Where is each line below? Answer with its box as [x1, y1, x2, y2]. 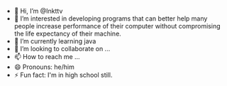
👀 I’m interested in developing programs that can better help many [13, 14, 208, 23]
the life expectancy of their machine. [13, 29, 122, 38]
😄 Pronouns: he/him [13, 63, 74, 71]
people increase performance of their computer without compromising [13, 22, 221, 30]
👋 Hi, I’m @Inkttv [13, 7, 63, 15]
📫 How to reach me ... [13, 53, 80, 60]
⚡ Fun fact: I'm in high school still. [13, 71, 113, 79]
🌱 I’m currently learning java [13, 37, 96, 45]
